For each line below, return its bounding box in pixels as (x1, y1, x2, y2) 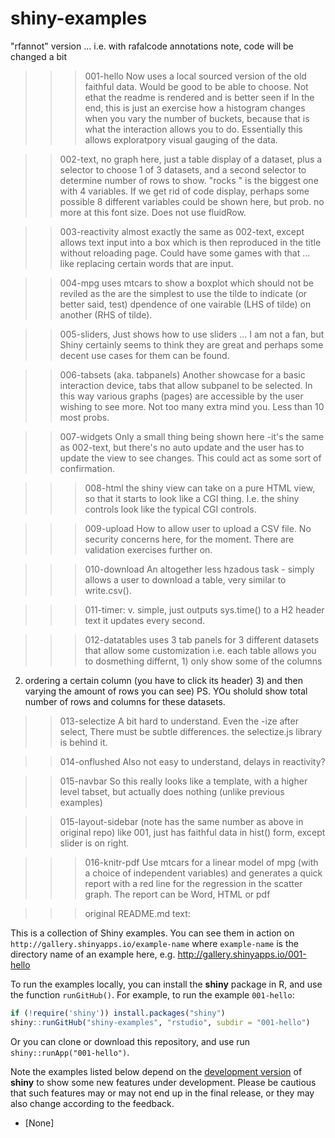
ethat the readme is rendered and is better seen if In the (84, 91, 315, 103)
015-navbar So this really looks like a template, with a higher (59, 775, 308, 787)
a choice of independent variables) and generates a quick (84, 867, 323, 879)
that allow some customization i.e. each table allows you (84, 644, 317, 656)
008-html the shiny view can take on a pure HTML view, (84, 482, 316, 494)
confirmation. (59, 462, 116, 474)
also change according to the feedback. (10, 1097, 175, 1109)
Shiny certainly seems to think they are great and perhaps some (59, 338, 324, 351)
